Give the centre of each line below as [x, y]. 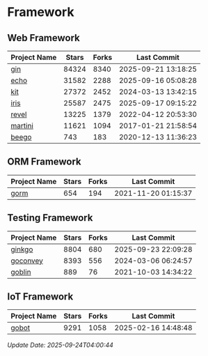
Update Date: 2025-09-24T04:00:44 [60, 345]
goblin [21, 272]
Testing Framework [50, 218]
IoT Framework [40, 297]
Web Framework [43, 38]
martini [22, 126]
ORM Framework [44, 162]
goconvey [27, 261]
